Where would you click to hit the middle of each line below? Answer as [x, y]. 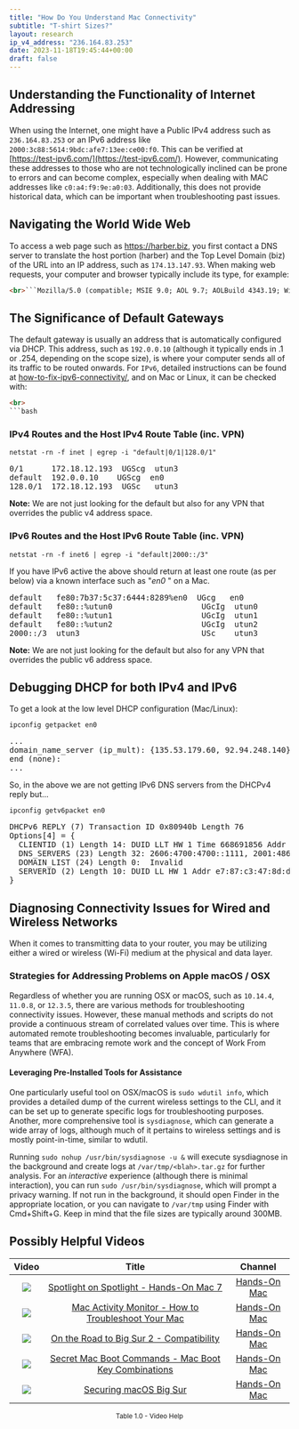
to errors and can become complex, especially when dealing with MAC [139, 177]
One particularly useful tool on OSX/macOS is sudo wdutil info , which [139, 1092]
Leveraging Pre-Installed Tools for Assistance [96, 1072]
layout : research [41, 34]
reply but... [29, 795]
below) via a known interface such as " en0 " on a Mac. [110, 580]
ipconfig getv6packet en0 [57, 811]
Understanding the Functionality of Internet [133, 95]
